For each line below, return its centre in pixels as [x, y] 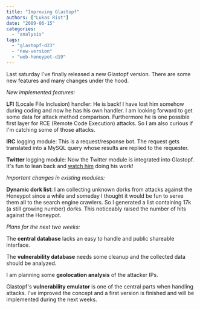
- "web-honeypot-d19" [39, 57]
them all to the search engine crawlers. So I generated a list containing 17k [99, 202]
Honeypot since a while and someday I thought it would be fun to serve [95, 196]
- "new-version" [32, 51]
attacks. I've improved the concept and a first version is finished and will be [100, 293]
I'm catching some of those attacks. [51, 129]
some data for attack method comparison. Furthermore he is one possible [98, 117]
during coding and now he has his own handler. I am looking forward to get [99, 110]
